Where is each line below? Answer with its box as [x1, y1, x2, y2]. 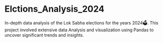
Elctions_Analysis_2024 [4, 3, 104, 15]
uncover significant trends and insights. [4, 32, 84, 38]
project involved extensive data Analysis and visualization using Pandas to [4, 27, 154, 33]
